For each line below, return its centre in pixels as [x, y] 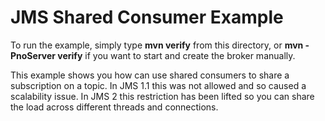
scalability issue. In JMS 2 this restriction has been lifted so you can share [162, 96]
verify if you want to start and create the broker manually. [176, 55]
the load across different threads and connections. [114, 107]
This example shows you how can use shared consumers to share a [150, 75]
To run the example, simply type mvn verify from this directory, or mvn [157, 45]
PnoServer [33, 55]
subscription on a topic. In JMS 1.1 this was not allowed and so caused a [158, 85]
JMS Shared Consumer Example [147, 17]
